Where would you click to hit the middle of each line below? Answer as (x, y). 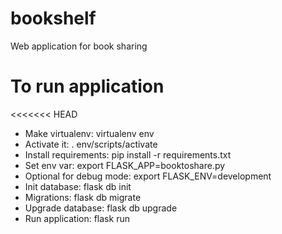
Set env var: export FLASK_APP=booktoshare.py (125, 165)
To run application (87, 86)
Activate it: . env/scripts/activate (91, 144)
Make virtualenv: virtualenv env (89, 133)
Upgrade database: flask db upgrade (101, 208)
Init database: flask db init (78, 186)
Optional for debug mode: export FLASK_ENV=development (148, 176)
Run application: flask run (77, 218)
